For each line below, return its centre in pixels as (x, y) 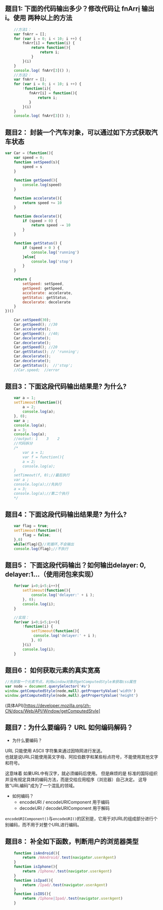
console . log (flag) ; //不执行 (41, 549)
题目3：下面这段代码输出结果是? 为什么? (66, 387)
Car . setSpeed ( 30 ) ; (32, 320)
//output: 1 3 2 (37, 439)
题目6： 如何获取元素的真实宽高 (53, 670)
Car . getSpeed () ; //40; (37, 333)
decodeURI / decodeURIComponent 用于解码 (64, 808)
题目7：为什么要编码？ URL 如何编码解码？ (69, 728)
